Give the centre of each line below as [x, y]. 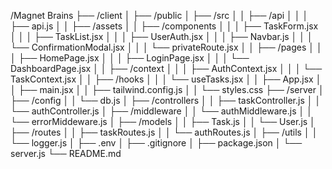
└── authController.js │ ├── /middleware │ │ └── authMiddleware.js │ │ [161, 111]
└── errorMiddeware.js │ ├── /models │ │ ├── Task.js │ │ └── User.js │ [163, 121]
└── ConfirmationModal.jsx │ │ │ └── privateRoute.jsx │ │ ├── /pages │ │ [166, 47]
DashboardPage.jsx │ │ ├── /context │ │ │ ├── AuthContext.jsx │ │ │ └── [166, 68]
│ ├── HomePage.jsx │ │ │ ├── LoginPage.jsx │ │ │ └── [130, 58]
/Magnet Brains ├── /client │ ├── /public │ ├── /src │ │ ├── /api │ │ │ [159, 15]
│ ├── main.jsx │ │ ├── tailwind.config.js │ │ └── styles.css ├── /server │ [167, 89]
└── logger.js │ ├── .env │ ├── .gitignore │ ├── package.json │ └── [156, 143]
